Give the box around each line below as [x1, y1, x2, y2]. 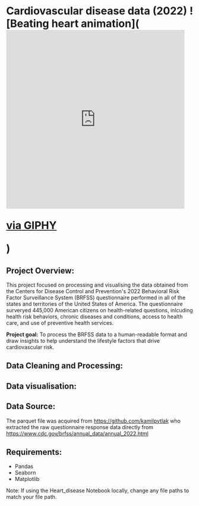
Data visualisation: [6, 381, 77, 391]
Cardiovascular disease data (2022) [6, 4, 188, 18]
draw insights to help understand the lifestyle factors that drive [6, 337, 160, 344]
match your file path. [6, 493, 57, 501]
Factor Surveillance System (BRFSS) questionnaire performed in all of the [6, 294, 186, 301]
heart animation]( [51, 17, 140, 30]
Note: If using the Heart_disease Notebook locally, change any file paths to [6, 487, 189, 494]
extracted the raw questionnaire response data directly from [6, 423, 153, 430]
